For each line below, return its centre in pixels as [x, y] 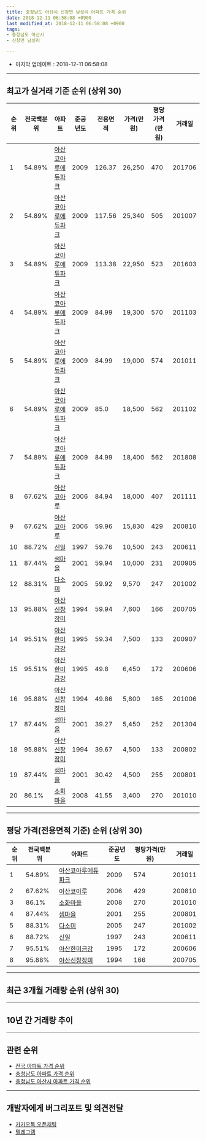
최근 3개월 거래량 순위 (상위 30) [63, 990]
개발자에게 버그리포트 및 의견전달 [65, 1108]
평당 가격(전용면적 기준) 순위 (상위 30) [74, 831]
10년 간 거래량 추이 [40, 1020]
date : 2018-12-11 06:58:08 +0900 [49, 18]
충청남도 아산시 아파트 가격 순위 [53, 1081]
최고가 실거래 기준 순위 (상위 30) [64, 91]
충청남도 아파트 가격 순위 [45, 1074]
